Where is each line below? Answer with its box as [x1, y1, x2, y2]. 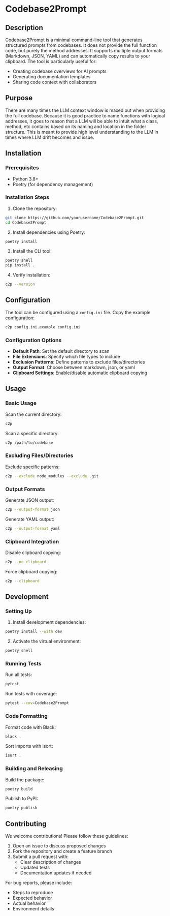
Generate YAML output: [5, 516, 55, 522]
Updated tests [20, 865, 50, 871]
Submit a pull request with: [12, 853, 69, 860]
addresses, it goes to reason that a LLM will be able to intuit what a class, [5, 118, 158, 124]
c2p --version [5, 282, 36, 287]
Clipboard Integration [5, 538, 59, 545]
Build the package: [5, 776, 45, 783]
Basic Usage [5, 400, 37, 407]
